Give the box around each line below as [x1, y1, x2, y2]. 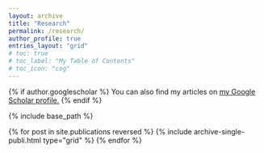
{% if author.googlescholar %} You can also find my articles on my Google [8, 87, 256, 96]
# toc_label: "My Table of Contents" [8, 57, 136, 66]
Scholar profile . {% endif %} [8, 95, 103, 105]
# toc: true [8, 49, 48, 57]
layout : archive [8, 11, 63, 20]
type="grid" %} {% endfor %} [43, 135, 143, 145]
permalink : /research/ [8, 27, 85, 35]
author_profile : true [8, 34, 82, 43]
